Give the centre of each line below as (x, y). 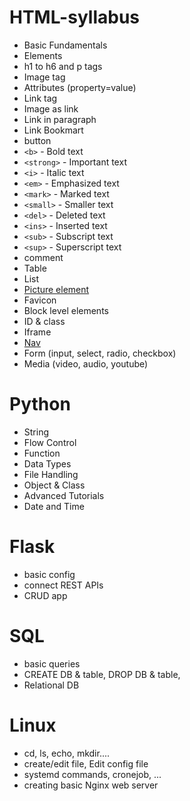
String (36, 432)
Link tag (40, 98)
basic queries (52, 663)
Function (42, 453)
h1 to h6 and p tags (63, 66)
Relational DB (51, 685)
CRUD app (45, 595)
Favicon (40, 300)
